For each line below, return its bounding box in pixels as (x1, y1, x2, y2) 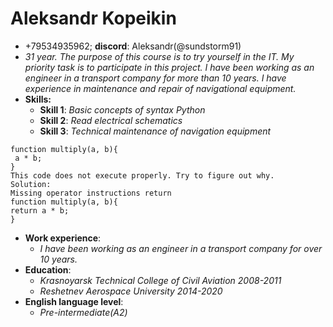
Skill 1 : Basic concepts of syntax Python (39, 103, 206, 116)
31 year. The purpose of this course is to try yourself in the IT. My (24, 50, 295, 62)
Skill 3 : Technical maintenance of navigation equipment (39, 125, 272, 137)
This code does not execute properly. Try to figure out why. (10, 170, 275, 181)
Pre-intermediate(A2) (39, 306, 128, 318)
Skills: (24, 93, 52, 105)
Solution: (10, 179, 52, 189)
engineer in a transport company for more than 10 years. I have (24, 72, 287, 84)
